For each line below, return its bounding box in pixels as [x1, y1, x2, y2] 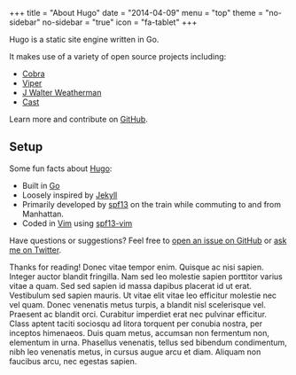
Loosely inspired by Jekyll [21, 190, 118, 200]
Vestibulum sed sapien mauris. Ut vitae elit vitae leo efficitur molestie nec [9, 290, 277, 301]
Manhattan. [21, 208, 65, 219]
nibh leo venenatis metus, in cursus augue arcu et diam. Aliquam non [9, 346, 261, 357]
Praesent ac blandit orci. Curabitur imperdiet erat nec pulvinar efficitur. [9, 309, 268, 319]
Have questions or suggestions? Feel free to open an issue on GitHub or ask [9, 235, 287, 246]
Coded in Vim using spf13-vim [21, 217, 133, 229]
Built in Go [21, 180, 60, 191]
